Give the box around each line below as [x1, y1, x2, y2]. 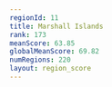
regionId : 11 [9, 13, 59, 23]
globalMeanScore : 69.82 [9, 47, 100, 56]
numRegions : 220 [9, 55, 71, 64]
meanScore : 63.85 [9, 38, 76, 48]
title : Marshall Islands [9, 22, 104, 31]
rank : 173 [9, 30, 47, 39]
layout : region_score [9, 64, 92, 73]
